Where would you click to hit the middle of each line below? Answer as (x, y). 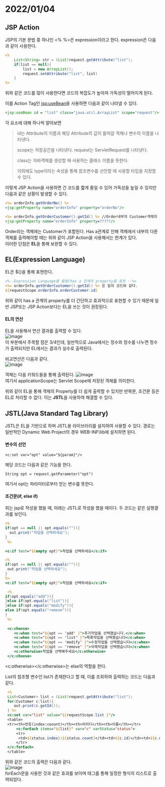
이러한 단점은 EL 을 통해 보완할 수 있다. (42, 243)
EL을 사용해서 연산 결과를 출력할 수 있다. (44, 331)
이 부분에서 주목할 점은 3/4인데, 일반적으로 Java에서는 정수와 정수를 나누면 (77, 342)
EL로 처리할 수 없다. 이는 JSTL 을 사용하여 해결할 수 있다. (59, 397)
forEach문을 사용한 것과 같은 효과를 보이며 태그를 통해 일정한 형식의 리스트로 (78, 773)
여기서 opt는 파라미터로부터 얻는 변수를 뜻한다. (50, 484)
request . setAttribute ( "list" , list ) (60, 74)
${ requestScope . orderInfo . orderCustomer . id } (51, 291)
